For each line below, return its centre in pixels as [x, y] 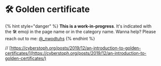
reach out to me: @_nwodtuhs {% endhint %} [50, 38]
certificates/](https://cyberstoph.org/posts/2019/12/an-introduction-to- [76, 53]
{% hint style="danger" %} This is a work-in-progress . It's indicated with [78, 26]
